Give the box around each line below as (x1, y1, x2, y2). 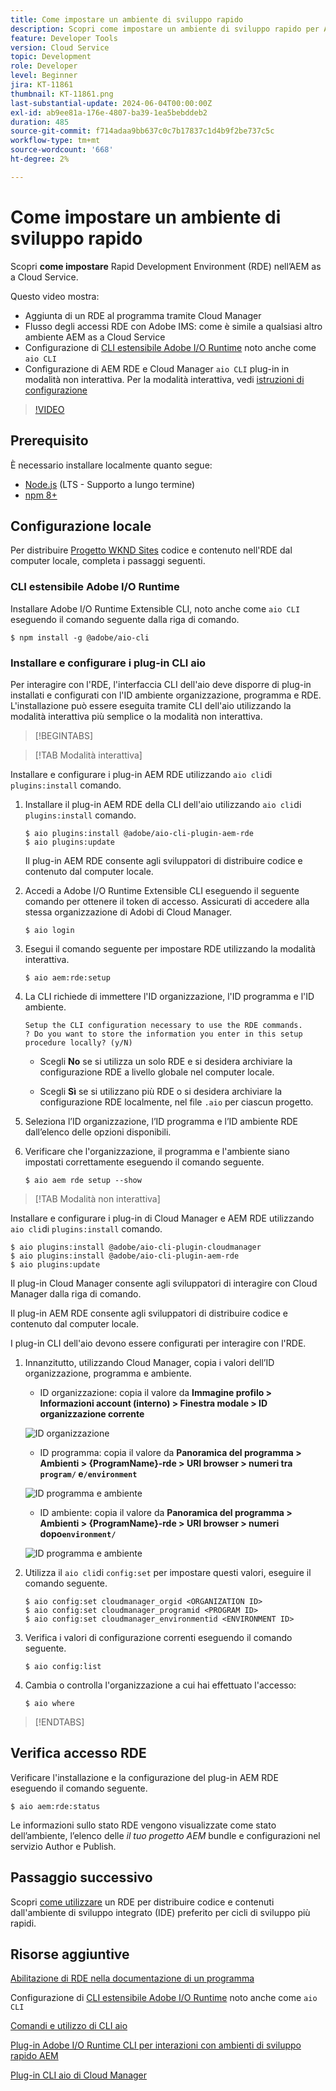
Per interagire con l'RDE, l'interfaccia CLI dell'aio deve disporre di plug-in (10, 678, 312, 690)
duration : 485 (10, 117, 70, 127)
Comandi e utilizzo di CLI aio (10, 2020, 128, 2032)
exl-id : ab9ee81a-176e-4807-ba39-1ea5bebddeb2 (10, 107, 208, 118)
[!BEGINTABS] (34, 729, 94, 741)
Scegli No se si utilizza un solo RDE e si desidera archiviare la (39, 1055, 293, 1067)
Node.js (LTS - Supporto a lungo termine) (24, 478, 196, 490)
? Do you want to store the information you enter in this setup (24, 1029, 303, 1039)
